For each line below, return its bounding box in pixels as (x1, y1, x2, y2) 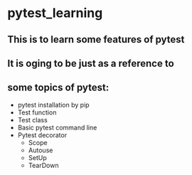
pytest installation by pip (17, 100, 90, 109)
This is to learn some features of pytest (7, 33, 185, 46)
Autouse (28, 146, 53, 154)
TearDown (28, 161, 59, 169)
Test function (17, 108, 57, 117)
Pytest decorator (17, 130, 68, 139)
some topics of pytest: (7, 82, 110, 94)
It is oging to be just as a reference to (7, 57, 174, 69)
